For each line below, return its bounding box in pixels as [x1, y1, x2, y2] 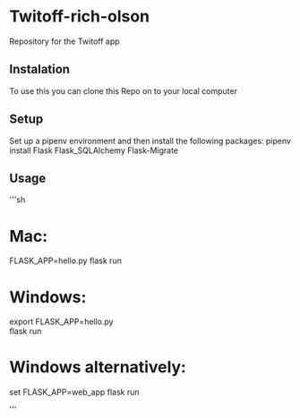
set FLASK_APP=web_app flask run [9, 387, 141, 397]
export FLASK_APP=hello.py [9, 316, 114, 328]
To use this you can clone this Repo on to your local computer [9, 85, 237, 96]
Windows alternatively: [9, 357, 186, 378]
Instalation [9, 62, 70, 77]
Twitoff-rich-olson [9, 6, 150, 27]
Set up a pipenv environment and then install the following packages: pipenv [9, 135, 291, 146]
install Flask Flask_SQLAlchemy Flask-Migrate [9, 145, 179, 156]
